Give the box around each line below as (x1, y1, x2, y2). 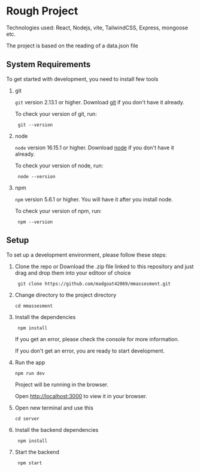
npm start (17, 460, 43, 466)
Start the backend (14, 448, 60, 455)
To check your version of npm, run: (14, 207, 102, 214)
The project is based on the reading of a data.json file (6, 42, 139, 49)
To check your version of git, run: (14, 110, 97, 118)
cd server (14, 416, 40, 422)
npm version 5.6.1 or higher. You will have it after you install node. (14, 196, 174, 203)
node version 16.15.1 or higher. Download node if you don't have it (14, 144, 175, 151)
